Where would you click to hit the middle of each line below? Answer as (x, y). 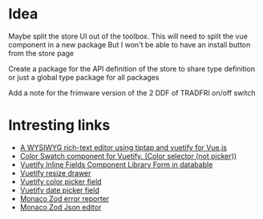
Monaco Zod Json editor (61, 207)
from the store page (41, 53)
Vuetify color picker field (61, 181)
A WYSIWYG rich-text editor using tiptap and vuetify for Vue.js (123, 147)
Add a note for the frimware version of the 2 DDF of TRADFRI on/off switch (132, 92)
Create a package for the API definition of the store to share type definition (132, 68)
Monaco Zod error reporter (65, 198)
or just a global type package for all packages (84, 77)
